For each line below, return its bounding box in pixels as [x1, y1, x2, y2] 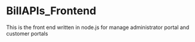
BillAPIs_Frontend [6, 4, 97, 18]
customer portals [6, 30, 48, 37]
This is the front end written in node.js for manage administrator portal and [6, 24, 190, 31]
